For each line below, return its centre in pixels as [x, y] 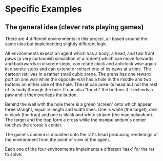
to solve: [14, 154]
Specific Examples [43, 9]
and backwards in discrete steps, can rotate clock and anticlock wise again [81, 64]
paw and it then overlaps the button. [41, 95]
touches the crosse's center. [34, 125]
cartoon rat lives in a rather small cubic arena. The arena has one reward [78, 74]
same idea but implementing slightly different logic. [57, 44]
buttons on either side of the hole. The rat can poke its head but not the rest [81, 84]
